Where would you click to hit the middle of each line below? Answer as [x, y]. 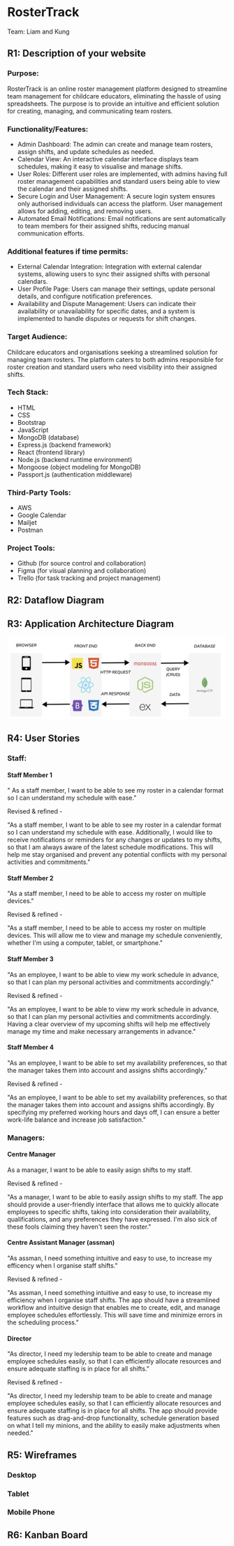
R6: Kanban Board [47, 1535]
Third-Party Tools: [39, 492]
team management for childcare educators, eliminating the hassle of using [114, 96]
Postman [30, 530]
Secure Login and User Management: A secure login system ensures [116, 196]
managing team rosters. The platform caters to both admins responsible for [115, 359]
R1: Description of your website [77, 53]
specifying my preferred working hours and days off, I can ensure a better [114, 1112]
